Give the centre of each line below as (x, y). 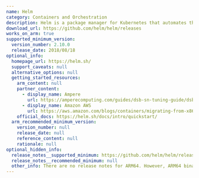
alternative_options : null (45, 72)
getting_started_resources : (46, 78)
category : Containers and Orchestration (57, 17)
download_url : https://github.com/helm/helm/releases (74, 28)
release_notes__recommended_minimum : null (65, 161)
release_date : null (41, 133)
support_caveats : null (39, 67)
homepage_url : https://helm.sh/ (52, 61)
